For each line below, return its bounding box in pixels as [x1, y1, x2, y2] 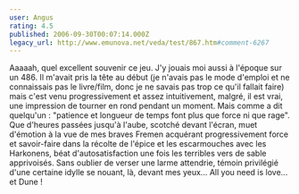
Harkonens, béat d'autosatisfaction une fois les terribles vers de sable [9, 148, 267, 159]
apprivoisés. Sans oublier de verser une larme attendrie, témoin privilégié [9, 157, 279, 168]
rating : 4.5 [9, 21, 54, 30]
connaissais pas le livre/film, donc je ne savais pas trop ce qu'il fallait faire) [9, 81, 285, 92]
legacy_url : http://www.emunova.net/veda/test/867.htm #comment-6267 [9, 38, 270, 47]
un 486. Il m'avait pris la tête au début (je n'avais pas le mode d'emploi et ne [9, 72, 290, 83]
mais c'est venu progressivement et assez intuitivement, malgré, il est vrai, [9, 91, 284, 102]
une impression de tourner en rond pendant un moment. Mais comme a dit [9, 100, 283, 112]
